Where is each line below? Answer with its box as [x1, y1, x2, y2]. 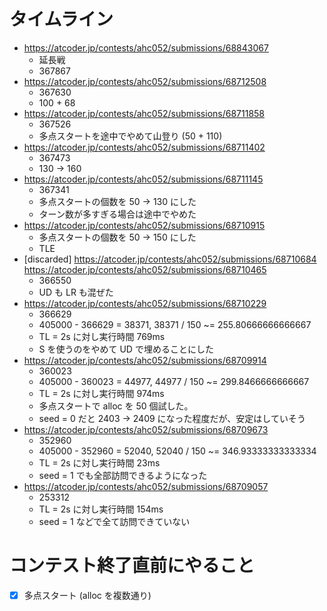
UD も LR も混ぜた [38, 286, 114, 298]
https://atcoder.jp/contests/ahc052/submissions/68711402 [23, 141, 266, 153]
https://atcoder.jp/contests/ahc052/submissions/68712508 [23, 75, 267, 87]
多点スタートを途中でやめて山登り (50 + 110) [38, 130, 223, 142]
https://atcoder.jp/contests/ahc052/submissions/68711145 [23, 173, 264, 185]
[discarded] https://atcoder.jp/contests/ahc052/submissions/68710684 [23, 253, 317, 265]
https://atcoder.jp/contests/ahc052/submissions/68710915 [23, 219, 266, 231]
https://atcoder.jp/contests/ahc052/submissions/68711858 [23, 107, 266, 119]
